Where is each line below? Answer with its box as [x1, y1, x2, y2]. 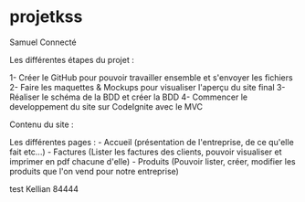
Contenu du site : [9, 119, 75, 130]
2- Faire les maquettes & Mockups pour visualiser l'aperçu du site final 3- [9, 81, 286, 92]
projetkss [9, 6, 83, 27]
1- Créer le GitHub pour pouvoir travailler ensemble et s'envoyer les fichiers [9, 71, 294, 83]
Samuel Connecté [9, 37, 77, 48]
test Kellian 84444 [9, 183, 79, 194]
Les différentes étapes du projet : [9, 54, 134, 65]
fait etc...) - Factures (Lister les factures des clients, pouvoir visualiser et [9, 146, 282, 157]
